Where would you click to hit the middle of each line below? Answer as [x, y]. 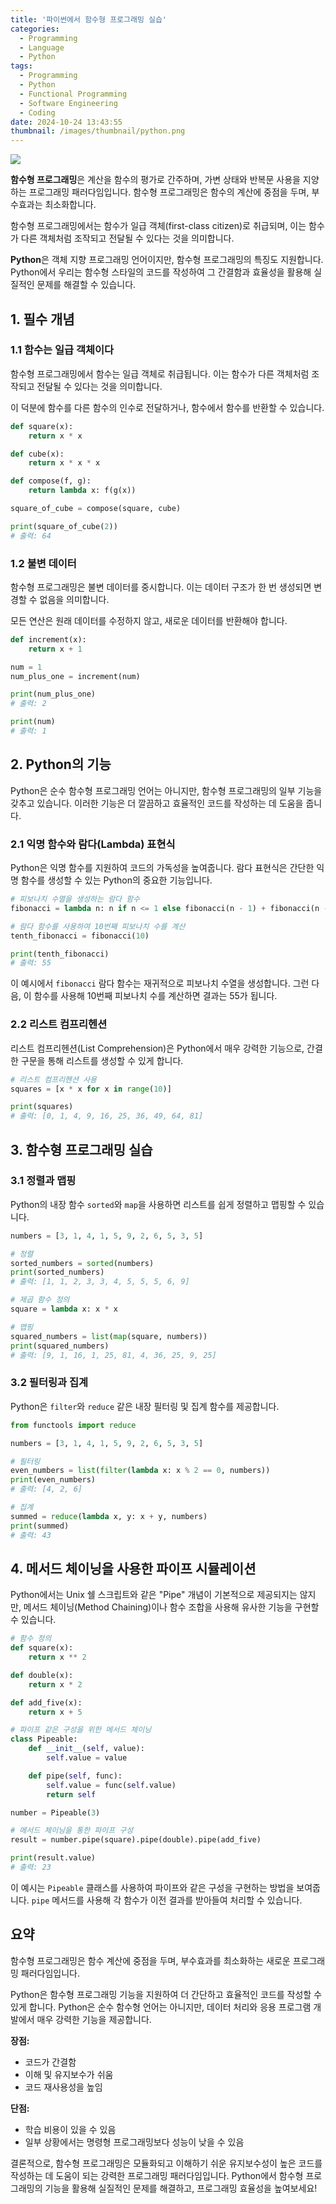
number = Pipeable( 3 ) [55, 1812]
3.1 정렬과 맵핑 [43, 1181]
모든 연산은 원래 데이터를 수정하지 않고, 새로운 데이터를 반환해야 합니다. [149, 620]
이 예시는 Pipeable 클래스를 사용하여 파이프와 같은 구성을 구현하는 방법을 [152, 1887]
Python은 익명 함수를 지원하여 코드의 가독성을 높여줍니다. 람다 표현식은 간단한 [162, 868]
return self [71, 1794]
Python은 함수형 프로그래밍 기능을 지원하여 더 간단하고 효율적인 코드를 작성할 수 [166, 1994]
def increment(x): [48, 639]
